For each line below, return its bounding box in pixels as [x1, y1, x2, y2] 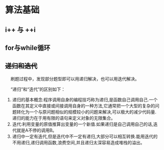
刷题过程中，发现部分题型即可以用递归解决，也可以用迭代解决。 [10, 75, 140, 81]
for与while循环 [5, 44, 50, 52]
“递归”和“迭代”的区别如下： [10, 86, 66, 92]
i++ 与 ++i [5, 25, 36, 34]
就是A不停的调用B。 [16, 127, 57, 133]
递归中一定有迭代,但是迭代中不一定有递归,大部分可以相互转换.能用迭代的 [12, 133, 158, 139]
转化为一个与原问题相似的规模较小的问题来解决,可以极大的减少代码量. [16, 109, 157, 115]
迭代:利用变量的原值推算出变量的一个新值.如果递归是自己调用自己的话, [12, 121, 153, 127]
